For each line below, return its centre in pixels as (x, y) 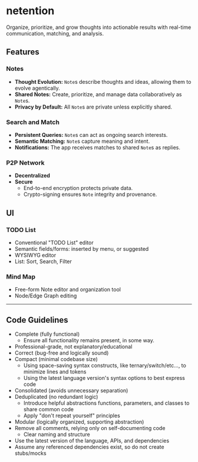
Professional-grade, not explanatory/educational (73, 347)
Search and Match (33, 122)
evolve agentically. (37, 88)
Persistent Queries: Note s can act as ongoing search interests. (91, 135)
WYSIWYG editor (35, 255)
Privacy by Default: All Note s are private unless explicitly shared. (93, 107)
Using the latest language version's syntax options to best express (104, 378)
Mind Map (21, 277)
